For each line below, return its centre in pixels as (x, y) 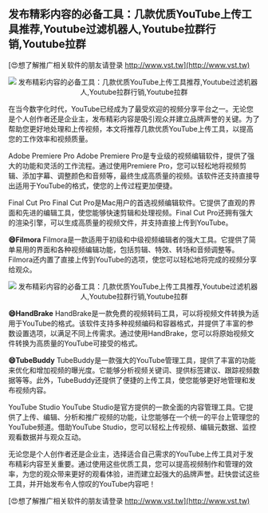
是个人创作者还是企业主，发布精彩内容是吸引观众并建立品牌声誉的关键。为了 (134, 119)
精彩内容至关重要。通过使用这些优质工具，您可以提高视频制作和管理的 (130, 464)
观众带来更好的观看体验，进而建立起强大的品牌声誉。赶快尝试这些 (151, 474)
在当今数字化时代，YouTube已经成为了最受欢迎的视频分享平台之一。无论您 (131, 109)
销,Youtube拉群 (47, 44)
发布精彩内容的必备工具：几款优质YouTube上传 (125, 14)
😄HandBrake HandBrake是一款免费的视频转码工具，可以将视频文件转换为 (130, 313)
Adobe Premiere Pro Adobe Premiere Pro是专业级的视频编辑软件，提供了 (128, 156)
